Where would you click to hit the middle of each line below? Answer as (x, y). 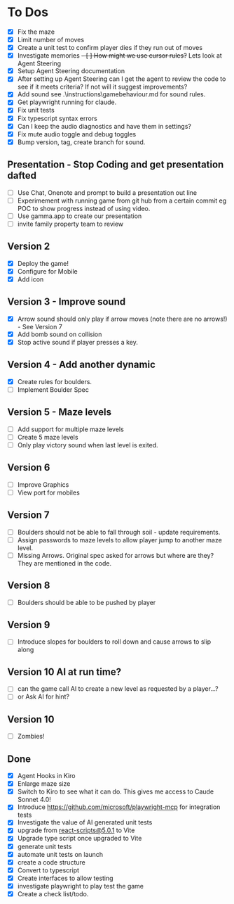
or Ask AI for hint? (43, 696)
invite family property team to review (70, 224)
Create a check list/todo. (53, 893)
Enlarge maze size (44, 784)
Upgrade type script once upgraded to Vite (80, 839)
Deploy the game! (43, 263)
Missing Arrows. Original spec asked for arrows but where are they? (116, 555)
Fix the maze (36, 32)
